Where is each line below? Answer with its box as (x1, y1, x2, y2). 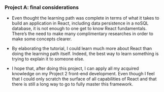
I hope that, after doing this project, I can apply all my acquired (11, 65, 139, 71)
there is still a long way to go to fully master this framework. (11, 81, 133, 87)
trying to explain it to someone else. (11, 56, 85, 62)
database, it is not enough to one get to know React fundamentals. (11, 26, 147, 31)
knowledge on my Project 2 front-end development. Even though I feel (11, 71, 155, 77)
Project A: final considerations (4, 4, 79, 11)
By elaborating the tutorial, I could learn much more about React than (11, 46, 152, 52)
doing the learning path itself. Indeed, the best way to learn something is (11, 51, 159, 57)
